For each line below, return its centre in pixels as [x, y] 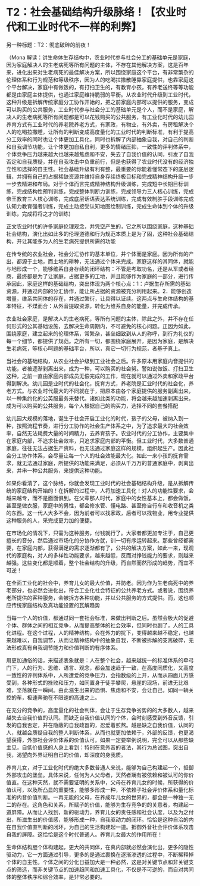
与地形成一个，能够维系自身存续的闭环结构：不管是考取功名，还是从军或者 [97, 269]
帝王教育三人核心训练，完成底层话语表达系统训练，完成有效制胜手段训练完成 [100, 199]
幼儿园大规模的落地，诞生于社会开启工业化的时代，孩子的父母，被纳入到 [95, 418]
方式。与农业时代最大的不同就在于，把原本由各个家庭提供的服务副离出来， [102, 391]
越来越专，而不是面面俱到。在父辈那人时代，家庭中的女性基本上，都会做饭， [100, 498]
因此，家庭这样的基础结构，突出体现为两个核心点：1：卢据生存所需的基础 [101, 283]
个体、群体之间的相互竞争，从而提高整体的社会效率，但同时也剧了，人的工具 [100, 625]
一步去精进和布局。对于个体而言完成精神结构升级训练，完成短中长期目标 [95, 184]
